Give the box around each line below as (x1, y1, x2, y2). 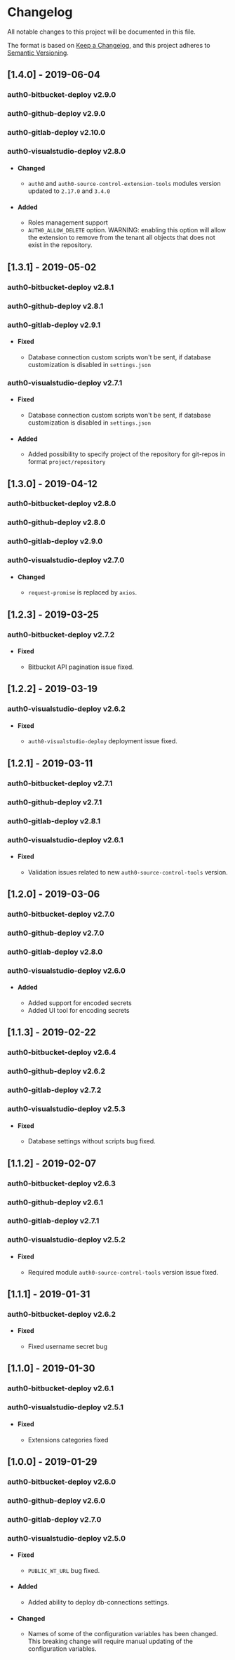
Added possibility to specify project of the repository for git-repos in (27, 450, 226, 458)
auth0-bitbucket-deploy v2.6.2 (7, 1309, 116, 1319)
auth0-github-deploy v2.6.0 (7, 1496, 106, 1506)
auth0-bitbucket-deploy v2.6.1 (7, 1383, 114, 1393)
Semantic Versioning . (7, 48, 69, 57)
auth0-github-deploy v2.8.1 (7, 301, 104, 311)
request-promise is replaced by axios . (27, 588, 137, 597)
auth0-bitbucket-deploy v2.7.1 (7, 778, 113, 788)
